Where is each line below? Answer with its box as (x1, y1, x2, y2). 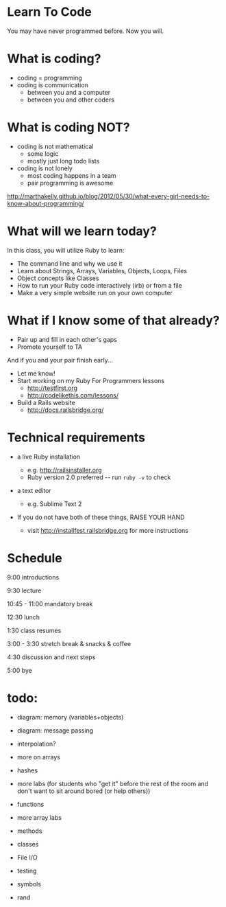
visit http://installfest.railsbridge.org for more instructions (27, 526, 188, 534)
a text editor (16, 486, 51, 494)
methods (16, 827, 42, 835)
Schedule (7, 550, 63, 566)
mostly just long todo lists (27, 157, 100, 165)
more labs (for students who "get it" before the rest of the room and (16, 779, 209, 788)
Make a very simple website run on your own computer (16, 288, 173, 297)
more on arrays (16, 753, 60, 761)
